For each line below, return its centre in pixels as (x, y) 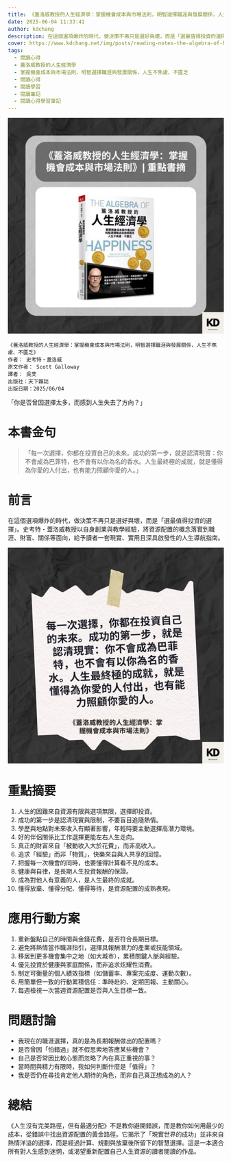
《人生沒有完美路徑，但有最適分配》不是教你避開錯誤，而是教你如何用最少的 (116, 1125)
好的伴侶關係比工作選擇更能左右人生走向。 (78, 837)
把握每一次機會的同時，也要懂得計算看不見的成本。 (90, 863)
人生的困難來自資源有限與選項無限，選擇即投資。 (87, 811)
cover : (17, 44)
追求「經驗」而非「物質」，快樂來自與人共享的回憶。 (91, 854)
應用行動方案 (44, 919)
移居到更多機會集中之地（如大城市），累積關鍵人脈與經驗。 (100, 956)
